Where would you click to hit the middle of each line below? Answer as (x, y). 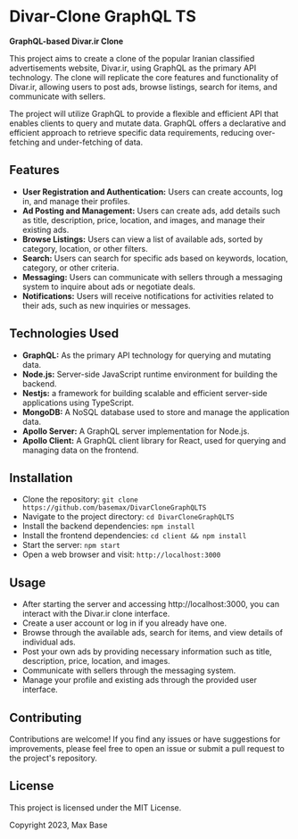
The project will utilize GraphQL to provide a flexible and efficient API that (144, 113)
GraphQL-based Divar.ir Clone (66, 41)
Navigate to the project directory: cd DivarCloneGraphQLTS (128, 517)
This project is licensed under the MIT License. (95, 807)
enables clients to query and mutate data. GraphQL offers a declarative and (148, 123)
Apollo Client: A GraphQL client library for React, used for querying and (154, 440)
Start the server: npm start (71, 545)
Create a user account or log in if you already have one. (124, 623)
